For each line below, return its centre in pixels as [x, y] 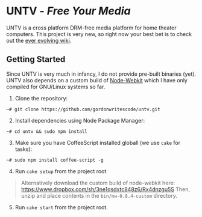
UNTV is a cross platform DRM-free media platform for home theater [91, 28]
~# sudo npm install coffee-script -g [55, 160]
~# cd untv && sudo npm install [47, 131]
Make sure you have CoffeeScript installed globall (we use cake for [98, 142]
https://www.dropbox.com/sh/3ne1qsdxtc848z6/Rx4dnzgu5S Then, [105, 189]
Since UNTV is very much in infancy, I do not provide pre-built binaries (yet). [101, 74]
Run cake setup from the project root [61, 171]
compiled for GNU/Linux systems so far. [56, 87]
